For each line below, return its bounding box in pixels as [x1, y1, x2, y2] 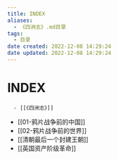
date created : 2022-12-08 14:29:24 [7, 43, 112, 50]
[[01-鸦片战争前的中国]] [17, 117, 86, 126]
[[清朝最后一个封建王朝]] [17, 135, 89, 144]
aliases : [7, 17, 33, 24]
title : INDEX [7, 10, 46, 18]
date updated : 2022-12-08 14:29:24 [7, 50, 112, 57]
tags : [7, 30, 23, 37]
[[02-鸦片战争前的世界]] [17, 126, 87, 134]
